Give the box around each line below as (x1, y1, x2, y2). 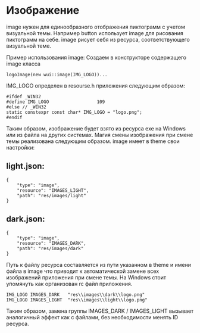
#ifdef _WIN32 (6, 94, 42, 99)
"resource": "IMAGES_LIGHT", (17, 187, 89, 194)
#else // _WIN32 (6, 104, 46, 110)
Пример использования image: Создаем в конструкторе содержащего (6, 54, 186, 61)
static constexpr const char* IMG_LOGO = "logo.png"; (6, 109, 143, 115)
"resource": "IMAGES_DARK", (17, 240, 86, 246)
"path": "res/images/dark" (17, 245, 84, 251)
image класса (6, 60, 40, 67)
